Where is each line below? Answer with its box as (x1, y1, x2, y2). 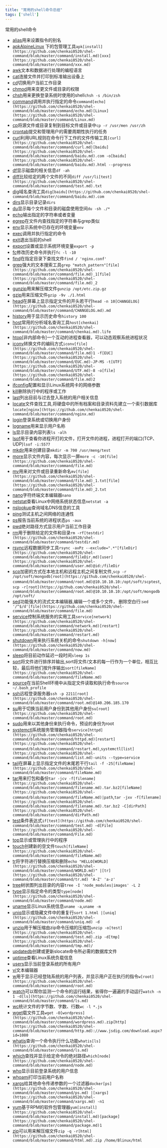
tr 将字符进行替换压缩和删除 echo (12, 858, 77, 864)
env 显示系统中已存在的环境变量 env (12, 224, 84, 230)
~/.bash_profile (12, 685, 46, 690)
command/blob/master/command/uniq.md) (12, 919, 93, 924)
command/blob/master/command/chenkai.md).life (12, 329, 111, 334)
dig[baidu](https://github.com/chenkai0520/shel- (45, 189, 151, 194)
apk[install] (75, 44, 103, 49)
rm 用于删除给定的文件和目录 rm (12, 529, 75, 536)
